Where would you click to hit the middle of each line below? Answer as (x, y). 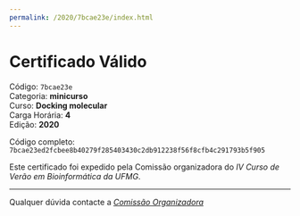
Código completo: (42, 141)
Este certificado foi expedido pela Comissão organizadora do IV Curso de (144, 167)
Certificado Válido (78, 61)
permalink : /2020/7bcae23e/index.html (81, 17)
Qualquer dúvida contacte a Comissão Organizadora (106, 202)
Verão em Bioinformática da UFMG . (75, 176)
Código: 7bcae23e (41, 87)
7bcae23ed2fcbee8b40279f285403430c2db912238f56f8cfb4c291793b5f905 (137, 150)
